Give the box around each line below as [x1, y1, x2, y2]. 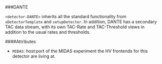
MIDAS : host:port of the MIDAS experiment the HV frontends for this [12, 48, 148, 54]
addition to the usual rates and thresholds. [5, 29, 91, 35]
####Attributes [5, 39, 36, 44]
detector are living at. [12, 53, 56, 59]
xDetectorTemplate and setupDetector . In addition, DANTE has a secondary [5, 19, 157, 24]
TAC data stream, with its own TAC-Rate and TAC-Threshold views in [5, 24, 145, 30]
